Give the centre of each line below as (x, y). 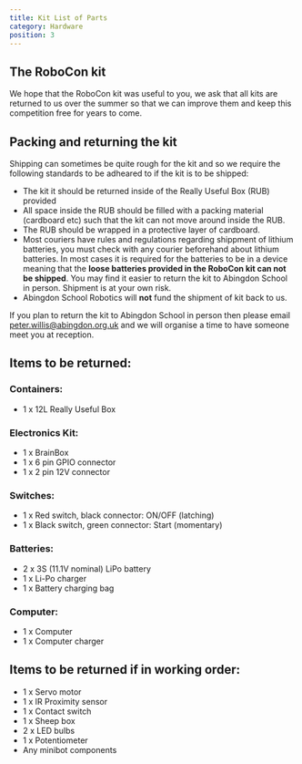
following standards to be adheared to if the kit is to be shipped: (129, 173)
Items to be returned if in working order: (125, 670)
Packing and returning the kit (93, 142)
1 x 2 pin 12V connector (66, 471)
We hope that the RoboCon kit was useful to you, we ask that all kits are (144, 94)
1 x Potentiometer (55, 740)
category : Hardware (46, 26)
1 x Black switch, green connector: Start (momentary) (122, 525)
